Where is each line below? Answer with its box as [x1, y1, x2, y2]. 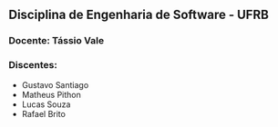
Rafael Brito [21, 108, 66, 119]
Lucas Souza [21, 99, 71, 110]
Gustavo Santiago [21, 79, 89, 90]
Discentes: [8, 59, 58, 72]
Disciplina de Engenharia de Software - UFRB [8, 7, 270, 23]
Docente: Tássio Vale [8, 34, 105, 47]
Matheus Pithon [21, 89, 81, 100]
